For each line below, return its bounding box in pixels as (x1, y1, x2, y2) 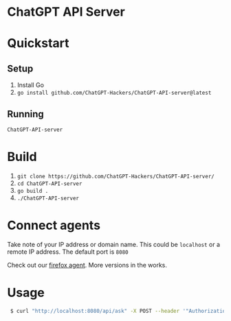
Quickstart (7, 36, 70, 51)
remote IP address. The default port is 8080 (7, 248, 129, 256)
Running (7, 108, 45, 120)
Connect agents (7, 217, 101, 233)
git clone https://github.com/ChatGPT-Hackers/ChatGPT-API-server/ (16, 173, 214, 180)
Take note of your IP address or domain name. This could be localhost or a (7, 240, 221, 248)
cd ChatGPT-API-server (16, 180, 82, 187)
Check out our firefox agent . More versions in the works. (7, 261, 167, 269)
